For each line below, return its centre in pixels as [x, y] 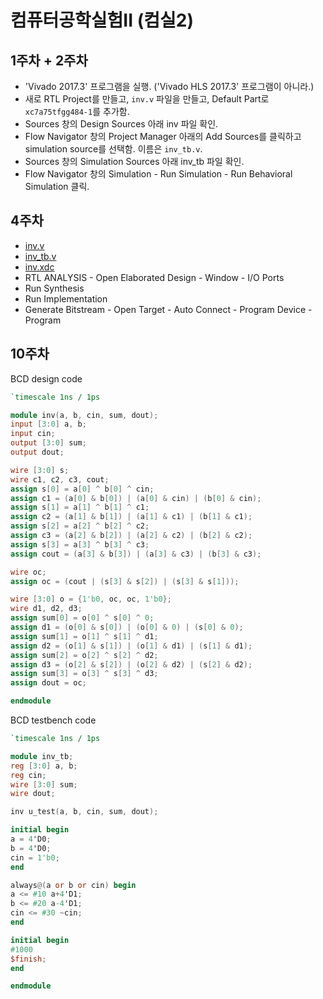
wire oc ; [28, 572]
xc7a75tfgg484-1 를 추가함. [77, 111]
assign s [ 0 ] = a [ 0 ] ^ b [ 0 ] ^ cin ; [82, 489]
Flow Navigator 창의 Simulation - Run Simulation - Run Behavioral [158, 174]
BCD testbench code [53, 720]
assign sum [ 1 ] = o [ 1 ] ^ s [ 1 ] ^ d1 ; [84, 636]
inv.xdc [39, 267]
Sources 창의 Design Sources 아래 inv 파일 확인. [121, 124]
